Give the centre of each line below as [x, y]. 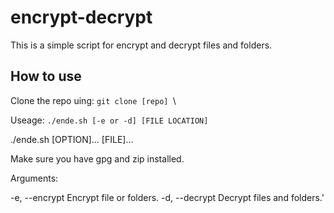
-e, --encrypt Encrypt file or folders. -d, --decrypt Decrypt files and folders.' [167, 197]
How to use [46, 76]
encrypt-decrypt [81, 17]
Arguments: [34, 178]
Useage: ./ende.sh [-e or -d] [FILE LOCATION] [109, 120]
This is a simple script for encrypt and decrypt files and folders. [141, 45]
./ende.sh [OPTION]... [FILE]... [72, 139]
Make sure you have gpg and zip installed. [97, 158]
